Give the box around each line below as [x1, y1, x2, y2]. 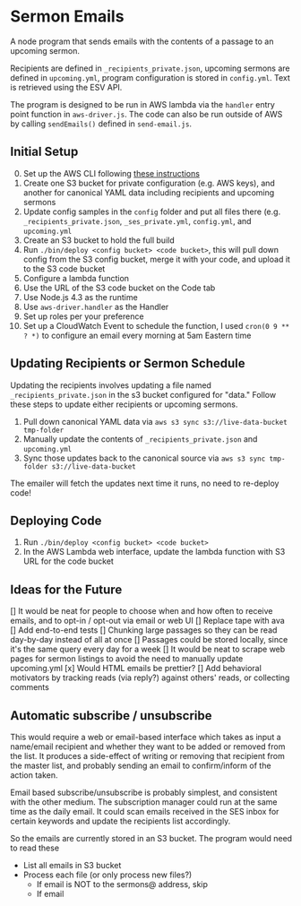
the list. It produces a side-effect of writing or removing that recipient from [10, 751, 285, 761]
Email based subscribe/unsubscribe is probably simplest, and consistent [10, 787, 278, 798]
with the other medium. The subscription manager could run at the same [10, 797, 278, 807]
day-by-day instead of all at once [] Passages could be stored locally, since [10, 634, 288, 645]
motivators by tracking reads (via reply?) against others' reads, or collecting [10, 672, 290, 683]
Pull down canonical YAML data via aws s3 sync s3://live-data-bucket [22, 416, 288, 427]
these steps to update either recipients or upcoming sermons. [10, 399, 238, 410]
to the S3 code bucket [22, 263, 106, 274]
